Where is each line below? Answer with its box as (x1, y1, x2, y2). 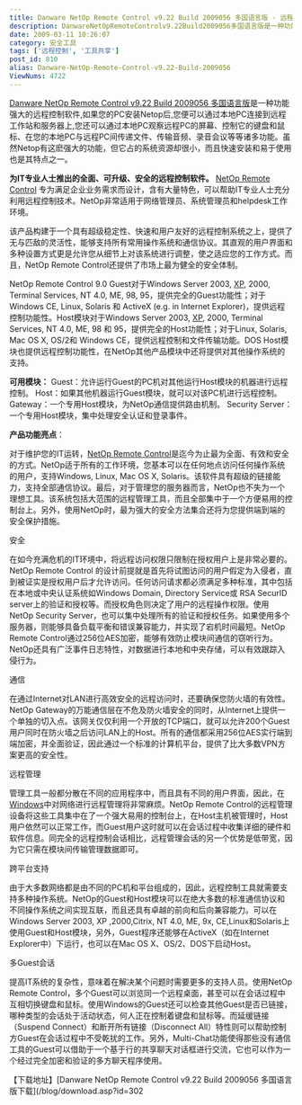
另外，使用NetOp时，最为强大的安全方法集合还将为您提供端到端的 (40, 504, 286, 515)
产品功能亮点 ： (9, 429, 65, 440)
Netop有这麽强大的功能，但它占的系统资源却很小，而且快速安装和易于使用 (16, 142, 292, 153)
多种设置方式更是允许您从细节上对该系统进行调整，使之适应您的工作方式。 (9, 248, 285, 259)
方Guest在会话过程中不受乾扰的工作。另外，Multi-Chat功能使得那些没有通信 (9, 1032, 291, 1043)
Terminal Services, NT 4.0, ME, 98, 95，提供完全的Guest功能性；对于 (9, 290, 267, 300)
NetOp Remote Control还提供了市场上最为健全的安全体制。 (24, 259, 243, 270)
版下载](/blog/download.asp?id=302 (9, 1085, 144, 1096)
